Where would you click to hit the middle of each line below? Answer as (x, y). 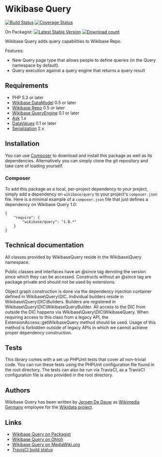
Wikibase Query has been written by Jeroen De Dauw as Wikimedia (72, 402)
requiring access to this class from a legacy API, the (57, 317)
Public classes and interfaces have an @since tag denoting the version (75, 271)
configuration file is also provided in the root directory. (59, 375)
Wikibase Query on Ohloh (38, 439)
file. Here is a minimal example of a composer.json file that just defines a (77, 199)
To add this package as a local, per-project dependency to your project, (77, 189)
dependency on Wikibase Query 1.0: (41, 204)
